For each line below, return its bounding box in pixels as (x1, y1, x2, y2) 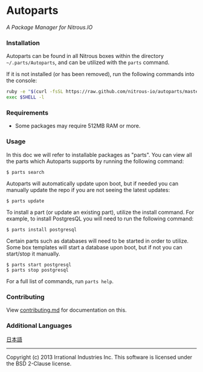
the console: (6, 77, 37, 85)
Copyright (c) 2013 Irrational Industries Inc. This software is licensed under (6, 354, 193, 361)
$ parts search (6, 169, 45, 175)
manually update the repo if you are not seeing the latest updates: (6, 186, 170, 193)
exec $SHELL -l (6, 94, 45, 100)
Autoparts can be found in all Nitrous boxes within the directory (6, 53, 164, 60)
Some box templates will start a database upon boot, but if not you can (6, 243, 182, 251)
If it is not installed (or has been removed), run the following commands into (6, 71, 195, 78)
